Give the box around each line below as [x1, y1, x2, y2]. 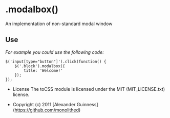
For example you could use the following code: [5, 49, 104, 55]
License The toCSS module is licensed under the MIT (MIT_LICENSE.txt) [12, 86, 165, 92]
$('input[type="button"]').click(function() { [5, 59, 107, 64]
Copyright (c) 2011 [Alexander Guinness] [12, 101, 98, 107]
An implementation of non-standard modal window [5, 21, 113, 27]
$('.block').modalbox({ [14, 63, 66, 69]
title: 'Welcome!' [24, 68, 63, 73]
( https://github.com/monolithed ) [12, 107, 81, 113]
